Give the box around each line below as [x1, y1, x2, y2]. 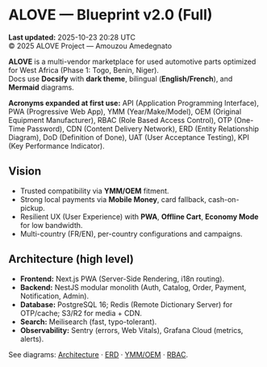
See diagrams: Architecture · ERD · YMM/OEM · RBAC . [8, 349, 188, 359]
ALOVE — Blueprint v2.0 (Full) [8, 6, 213, 24]
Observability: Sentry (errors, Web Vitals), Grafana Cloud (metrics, [19, 325, 244, 335]
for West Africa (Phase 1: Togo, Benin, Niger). [8, 65, 160, 74]
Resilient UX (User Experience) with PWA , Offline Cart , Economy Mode [19, 212, 259, 221]
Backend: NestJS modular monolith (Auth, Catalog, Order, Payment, [19, 282, 247, 292]
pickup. [19, 203, 46, 213]
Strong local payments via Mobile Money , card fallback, [19, 194, 207, 204]
